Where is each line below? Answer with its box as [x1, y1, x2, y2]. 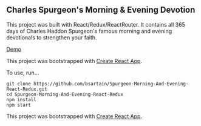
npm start [6, 102, 32, 108]
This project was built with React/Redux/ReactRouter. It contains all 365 [6, 21, 185, 28]
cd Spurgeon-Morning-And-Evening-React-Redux [6, 91, 123, 98]
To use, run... [6, 69, 39, 76]
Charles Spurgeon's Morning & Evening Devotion [6, 5, 196, 15]
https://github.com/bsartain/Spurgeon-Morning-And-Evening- [33, 81, 189, 87]
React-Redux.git [6, 86, 47, 92]
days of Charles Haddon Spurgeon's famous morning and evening [6, 27, 172, 35]
